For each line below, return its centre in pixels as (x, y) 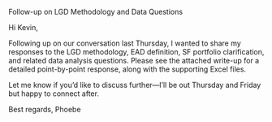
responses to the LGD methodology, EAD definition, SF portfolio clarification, (136, 52)
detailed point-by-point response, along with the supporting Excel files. (127, 69)
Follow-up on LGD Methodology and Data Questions (96, 12)
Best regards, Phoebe (45, 109)
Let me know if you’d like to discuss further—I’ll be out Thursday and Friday (135, 85)
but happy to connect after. (54, 94)
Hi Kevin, (24, 27)
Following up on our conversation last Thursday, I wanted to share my (125, 43)
